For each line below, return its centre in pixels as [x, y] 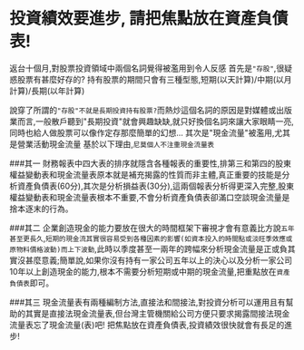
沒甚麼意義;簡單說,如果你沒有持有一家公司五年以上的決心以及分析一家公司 [155, 260]
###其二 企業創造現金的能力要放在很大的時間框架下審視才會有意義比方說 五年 [152, 228]
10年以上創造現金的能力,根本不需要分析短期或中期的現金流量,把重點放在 [143, 271]
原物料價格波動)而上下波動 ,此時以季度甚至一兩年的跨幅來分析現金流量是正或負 [148, 248]
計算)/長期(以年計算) [47, 91]
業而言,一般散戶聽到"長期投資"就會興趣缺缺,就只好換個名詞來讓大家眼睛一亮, [152, 121]
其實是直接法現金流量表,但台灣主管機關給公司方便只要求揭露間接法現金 [157, 313]
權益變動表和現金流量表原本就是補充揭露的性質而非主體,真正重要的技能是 [146, 174]
